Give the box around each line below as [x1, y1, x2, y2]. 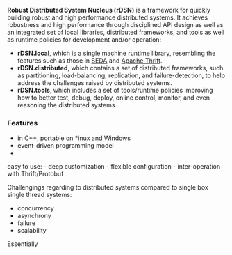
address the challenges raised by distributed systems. [17, 79, 172, 86]
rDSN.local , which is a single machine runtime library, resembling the [17, 49, 216, 57]
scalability [17, 226, 47, 235]
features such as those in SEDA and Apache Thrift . [17, 56, 163, 65]
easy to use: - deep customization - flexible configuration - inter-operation [7, 162, 221, 171]
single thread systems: [7, 191, 72, 199]
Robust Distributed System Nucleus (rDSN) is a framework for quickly [7, 6, 210, 14]
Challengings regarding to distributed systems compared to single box [7, 183, 208, 192]
